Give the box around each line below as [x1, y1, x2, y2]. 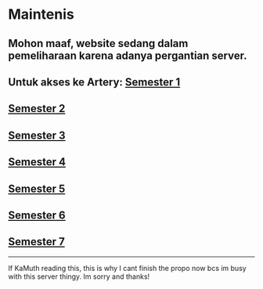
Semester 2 [8, 102, 66, 115]
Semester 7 [8, 235, 65, 248]
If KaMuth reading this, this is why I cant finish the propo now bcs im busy [8, 263, 247, 273]
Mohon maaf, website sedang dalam [8, 37, 189, 50]
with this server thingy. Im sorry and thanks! [8, 272, 150, 281]
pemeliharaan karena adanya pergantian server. [8, 49, 247, 62]
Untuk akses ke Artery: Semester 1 [8, 75, 181, 89]
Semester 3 [8, 128, 66, 142]
